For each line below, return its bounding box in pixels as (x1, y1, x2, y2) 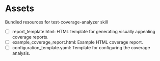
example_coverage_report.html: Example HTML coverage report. (12, 40, 143, 45)
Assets (5, 3, 34, 14)
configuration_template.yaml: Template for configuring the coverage (12, 45, 151, 51)
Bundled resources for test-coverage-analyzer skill (5, 19, 108, 25)
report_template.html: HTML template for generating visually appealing (12, 28, 156, 34)
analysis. (12, 50, 30, 56)
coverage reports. (12, 34, 49, 40)
